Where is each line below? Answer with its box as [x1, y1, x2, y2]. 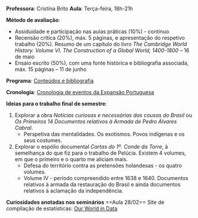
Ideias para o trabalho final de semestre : [6, 100, 108, 107]
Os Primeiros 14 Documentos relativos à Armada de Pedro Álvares [14, 118, 177, 125]
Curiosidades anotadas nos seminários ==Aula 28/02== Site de [6, 198, 164, 206]
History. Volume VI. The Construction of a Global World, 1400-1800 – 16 [14, 47, 190, 54]
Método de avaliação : [6, 17, 60, 23]
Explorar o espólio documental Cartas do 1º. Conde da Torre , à [14, 143, 168, 150]
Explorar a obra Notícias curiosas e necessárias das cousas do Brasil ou [14, 112, 192, 118]
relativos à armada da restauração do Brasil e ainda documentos [23, 181, 181, 188]
